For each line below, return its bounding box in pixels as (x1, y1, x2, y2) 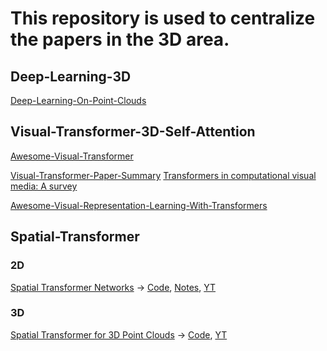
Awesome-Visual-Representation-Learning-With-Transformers (10, 199, 268, 211)
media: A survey (10, 180, 78, 192)
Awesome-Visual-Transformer (10, 150, 134, 162)
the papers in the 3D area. (10, 28, 230, 51)
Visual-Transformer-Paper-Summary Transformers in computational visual (10, 169, 317, 181)
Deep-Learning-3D (10, 68, 132, 85)
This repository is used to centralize (10, 7, 316, 30)
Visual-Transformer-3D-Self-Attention (10, 123, 256, 141)
